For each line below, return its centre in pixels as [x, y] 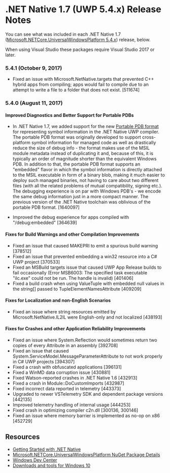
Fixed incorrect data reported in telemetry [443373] [67, 388]
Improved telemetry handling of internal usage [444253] [72, 404]
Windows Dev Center [35, 460]
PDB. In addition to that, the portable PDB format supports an [76, 164]
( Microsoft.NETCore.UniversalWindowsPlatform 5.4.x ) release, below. [78, 40]
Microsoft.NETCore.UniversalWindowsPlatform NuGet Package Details [86, 454]
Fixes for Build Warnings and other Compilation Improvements [72, 234]
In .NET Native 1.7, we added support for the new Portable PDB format [86, 127]
